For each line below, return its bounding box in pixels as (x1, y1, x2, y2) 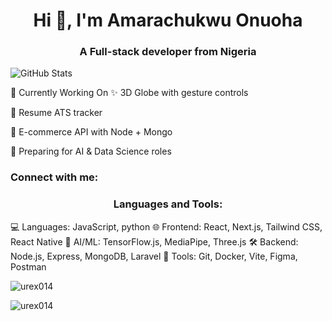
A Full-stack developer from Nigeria (79, 45, 257, 59)
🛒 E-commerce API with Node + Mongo (10, 126, 173, 138)
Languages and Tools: (113, 197, 223, 211)
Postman (10, 260, 47, 273)
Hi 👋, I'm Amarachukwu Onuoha (33, 9, 303, 32)
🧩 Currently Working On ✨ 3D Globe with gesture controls (10, 87, 249, 99)
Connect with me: (10, 170, 99, 184)
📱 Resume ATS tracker (10, 107, 103, 119)
